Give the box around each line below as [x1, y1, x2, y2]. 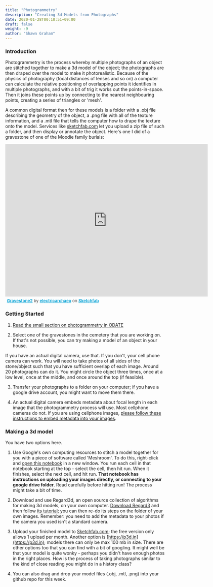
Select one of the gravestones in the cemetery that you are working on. [12, 331, 161, 338]
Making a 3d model [5, 428, 53, 435]
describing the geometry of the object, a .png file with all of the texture [5, 112, 153, 118]
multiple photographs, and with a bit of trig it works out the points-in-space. [5, 86, 163, 92]
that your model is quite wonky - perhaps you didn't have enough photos [12, 550, 165, 556]
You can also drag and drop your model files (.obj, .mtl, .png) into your [12, 570, 159, 577]
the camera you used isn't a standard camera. [12, 518, 109, 524]
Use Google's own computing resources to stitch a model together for [12, 449, 158, 455]
